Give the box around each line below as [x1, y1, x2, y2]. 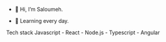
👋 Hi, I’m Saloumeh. [14, 6, 63, 13]
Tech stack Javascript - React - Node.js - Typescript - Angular [6, 29, 160, 36]
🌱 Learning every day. [14, 17, 69, 24]
